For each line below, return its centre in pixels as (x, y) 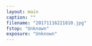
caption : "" (21, 17)
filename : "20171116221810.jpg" (46, 23)
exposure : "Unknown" (32, 34)
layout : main (22, 12)
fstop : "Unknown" (28, 28)
